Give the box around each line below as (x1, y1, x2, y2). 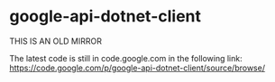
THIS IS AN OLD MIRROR (9, 36, 102, 46)
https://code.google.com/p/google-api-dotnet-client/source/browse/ (9, 62, 266, 73)
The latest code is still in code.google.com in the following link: (9, 53, 243, 63)
